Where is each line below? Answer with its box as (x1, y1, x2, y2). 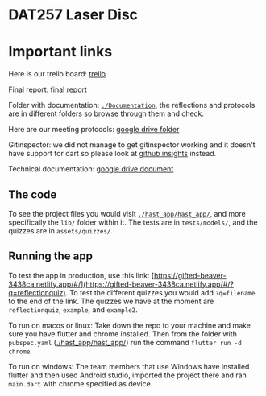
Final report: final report (8, 85, 87, 94)
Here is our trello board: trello (8, 69, 106, 79)
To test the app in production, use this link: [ (8, 270, 155, 280)
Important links (8, 43, 113, 61)
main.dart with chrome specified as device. (8, 378, 153, 388)
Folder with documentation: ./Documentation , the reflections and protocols (8, 101, 256, 110)
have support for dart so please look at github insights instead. (8, 149, 217, 159)
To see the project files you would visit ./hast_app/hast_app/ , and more (8, 208, 246, 218)
